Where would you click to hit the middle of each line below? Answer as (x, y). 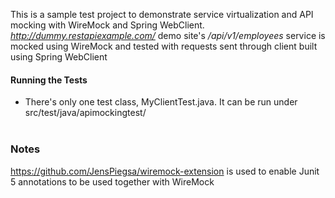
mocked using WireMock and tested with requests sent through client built (164, 46)
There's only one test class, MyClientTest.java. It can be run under (161, 102)
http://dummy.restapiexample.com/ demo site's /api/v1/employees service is (168, 35)
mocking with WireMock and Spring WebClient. (107, 25)
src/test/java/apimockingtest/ (85, 113)
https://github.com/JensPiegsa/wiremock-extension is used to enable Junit (165, 171)
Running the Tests (49, 80)
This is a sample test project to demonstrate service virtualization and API (162, 14)
